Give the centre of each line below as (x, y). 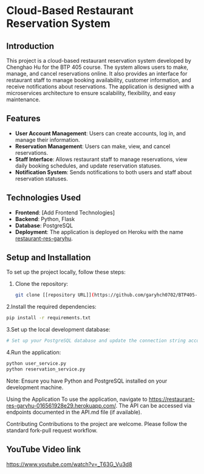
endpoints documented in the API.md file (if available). (74, 412)
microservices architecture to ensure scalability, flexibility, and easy (91, 93)
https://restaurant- (172, 399)
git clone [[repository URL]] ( (55, 295)
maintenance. (23, 99)
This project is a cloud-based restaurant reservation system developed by (99, 61)
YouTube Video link (43, 449)
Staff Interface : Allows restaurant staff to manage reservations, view (101, 159)
